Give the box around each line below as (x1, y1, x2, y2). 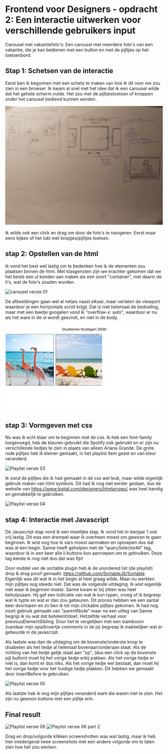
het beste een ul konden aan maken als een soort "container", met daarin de (5, 274, 162, 280)
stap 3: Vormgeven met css (5, 421, 93, 430)
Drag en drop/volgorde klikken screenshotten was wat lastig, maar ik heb (5, 733, 156, 739)
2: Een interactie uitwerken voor (5, 14, 141, 26)
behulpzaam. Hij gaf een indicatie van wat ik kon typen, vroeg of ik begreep (5, 592, 161, 598)
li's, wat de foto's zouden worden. (5, 279, 75, 285)
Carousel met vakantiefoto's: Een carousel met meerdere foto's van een (5, 41, 153, 47)
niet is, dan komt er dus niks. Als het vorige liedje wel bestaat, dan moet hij (5, 660, 159, 666)
